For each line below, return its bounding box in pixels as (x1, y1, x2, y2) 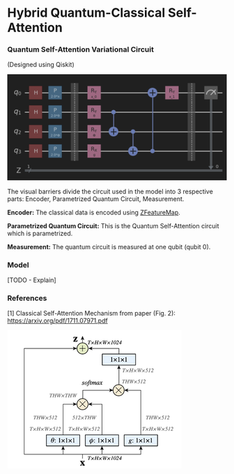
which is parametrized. (7, 229, 73, 237)
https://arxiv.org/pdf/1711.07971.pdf (7, 316, 108, 325)
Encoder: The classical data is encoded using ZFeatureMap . (7, 208, 181, 216)
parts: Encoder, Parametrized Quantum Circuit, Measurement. (7, 194, 185, 203)
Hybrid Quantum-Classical (7, 5, 166, 21)
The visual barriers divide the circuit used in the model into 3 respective (7, 187, 214, 195)
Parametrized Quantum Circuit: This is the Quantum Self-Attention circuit (7, 221, 219, 230)
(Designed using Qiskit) (7, 61, 75, 69)
